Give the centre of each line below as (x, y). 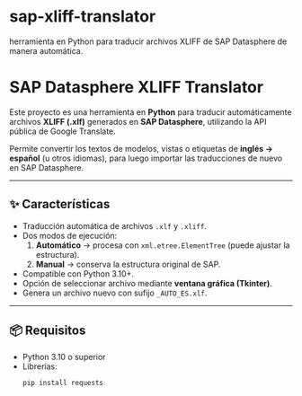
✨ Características (60, 204)
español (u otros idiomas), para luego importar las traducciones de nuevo (146, 158)
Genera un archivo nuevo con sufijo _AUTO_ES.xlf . (115, 293)
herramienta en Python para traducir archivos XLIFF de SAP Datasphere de (148, 41)
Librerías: (40, 366)
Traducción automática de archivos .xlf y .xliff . (114, 225)
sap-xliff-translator (83, 17)
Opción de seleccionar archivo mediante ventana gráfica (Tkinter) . (147, 283)
